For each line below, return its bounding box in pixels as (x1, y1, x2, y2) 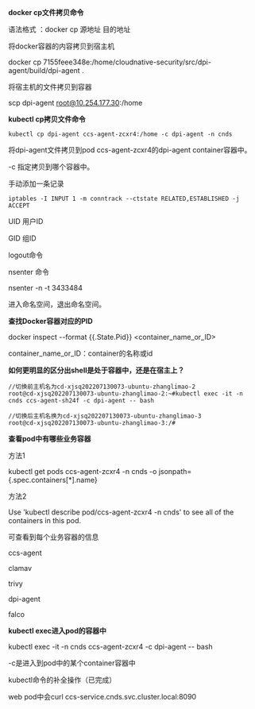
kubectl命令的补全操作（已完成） (8, 675, 117, 684)
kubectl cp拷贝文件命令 (8, 114, 86, 124)
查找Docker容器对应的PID (8, 317, 93, 326)
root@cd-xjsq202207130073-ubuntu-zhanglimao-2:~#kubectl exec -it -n (8, 390, 244, 398)
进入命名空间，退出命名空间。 (8, 299, 106, 309)
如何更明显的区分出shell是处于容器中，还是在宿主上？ (8, 365, 185, 375)
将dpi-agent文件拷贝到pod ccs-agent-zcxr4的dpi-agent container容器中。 (8, 145, 252, 154)
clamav (8, 564, 33, 572)
